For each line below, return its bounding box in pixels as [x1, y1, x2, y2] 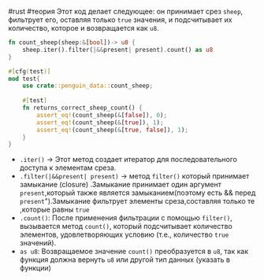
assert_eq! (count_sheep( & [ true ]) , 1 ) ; [36, 118, 164, 127]
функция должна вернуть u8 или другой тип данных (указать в [19, 255, 231, 264]
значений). [19, 238, 57, 248]
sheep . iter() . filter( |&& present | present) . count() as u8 [22, 46, 214, 53]
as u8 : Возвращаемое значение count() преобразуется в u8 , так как [19, 247, 249, 256]
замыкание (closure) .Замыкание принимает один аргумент [19, 180, 222, 190]
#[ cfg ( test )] [8, 67, 51, 76]
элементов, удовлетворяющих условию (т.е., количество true [19, 230, 229, 239]
